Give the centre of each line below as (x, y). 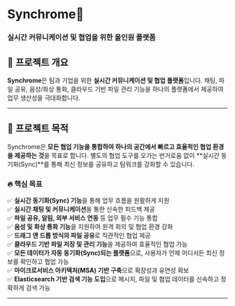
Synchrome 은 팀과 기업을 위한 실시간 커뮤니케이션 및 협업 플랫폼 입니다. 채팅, (112, 80)
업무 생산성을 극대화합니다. (44, 98)
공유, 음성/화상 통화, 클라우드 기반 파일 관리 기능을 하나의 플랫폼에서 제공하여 (119, 89)
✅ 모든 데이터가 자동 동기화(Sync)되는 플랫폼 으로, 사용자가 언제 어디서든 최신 (113, 253)
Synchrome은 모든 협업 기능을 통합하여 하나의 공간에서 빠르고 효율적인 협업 (109, 147)
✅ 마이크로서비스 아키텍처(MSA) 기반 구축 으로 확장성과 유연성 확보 (98, 270)
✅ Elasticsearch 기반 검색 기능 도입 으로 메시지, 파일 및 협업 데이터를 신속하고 (113, 279)
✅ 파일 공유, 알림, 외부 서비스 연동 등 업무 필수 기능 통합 (83, 218)
